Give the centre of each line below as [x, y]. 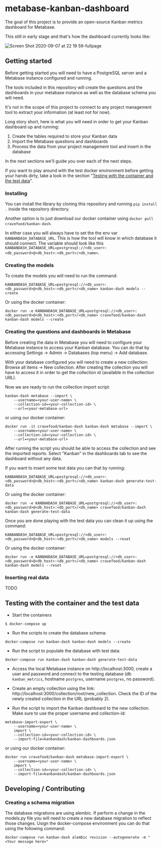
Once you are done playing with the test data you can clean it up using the [79, 521]
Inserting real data [27, 577]
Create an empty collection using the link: [53, 688]
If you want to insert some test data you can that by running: [65, 468]
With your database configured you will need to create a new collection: [77, 362]
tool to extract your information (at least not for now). [58, 112]
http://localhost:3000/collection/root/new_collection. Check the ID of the [84, 693]
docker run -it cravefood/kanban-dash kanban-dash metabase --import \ [79, 426]
